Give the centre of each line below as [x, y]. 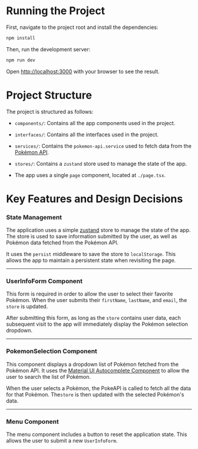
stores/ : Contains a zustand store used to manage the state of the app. [101, 163]
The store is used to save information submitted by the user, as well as [92, 237]
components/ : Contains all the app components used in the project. [95, 123]
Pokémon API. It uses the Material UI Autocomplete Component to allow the [98, 371]
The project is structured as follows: [50, 112]
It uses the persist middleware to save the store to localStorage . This [91, 254]
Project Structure [49, 95]
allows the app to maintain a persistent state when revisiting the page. [91, 260]
